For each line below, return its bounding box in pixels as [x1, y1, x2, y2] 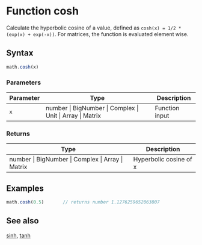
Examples [6, 183, 44, 193]
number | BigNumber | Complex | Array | [9, 155, 123, 164]
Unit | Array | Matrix [45, 111, 101, 120]
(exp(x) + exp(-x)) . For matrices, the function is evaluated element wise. [6, 30, 189, 37]
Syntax [6, 48, 34, 58]
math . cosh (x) [6, 64, 39, 70]
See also [6, 216, 39, 226]
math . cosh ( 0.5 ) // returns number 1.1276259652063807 [6, 199, 161, 205]
